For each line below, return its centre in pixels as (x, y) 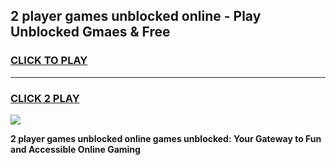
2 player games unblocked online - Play (136, 16)
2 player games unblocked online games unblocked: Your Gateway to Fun (166, 138)
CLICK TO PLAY (49, 61)
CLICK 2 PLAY (45, 98)
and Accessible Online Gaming (75, 149)
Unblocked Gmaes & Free (90, 32)
